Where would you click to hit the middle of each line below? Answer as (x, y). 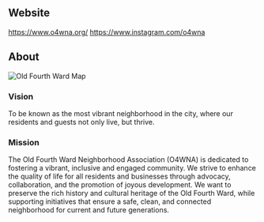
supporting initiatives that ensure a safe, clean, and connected (110, 201)
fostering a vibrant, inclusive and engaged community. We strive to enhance (132, 168)
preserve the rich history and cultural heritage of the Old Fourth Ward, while (132, 194)
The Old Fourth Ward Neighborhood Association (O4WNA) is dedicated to (128, 160)
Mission (24, 142)
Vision (21, 96)
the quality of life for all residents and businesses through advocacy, (119, 176)
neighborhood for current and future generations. (89, 210)
